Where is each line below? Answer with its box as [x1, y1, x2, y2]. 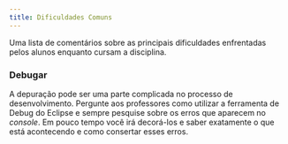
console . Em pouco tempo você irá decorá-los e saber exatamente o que [9, 117, 275, 127]
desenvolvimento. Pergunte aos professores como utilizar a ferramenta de [9, 98, 280, 109]
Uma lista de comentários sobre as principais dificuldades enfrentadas [9, 37, 267, 48]
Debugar [9, 68, 48, 80]
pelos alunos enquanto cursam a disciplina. [9, 46, 167, 57]
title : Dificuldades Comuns [9, 12, 113, 22]
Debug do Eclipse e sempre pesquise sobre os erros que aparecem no [9, 107, 267, 117]
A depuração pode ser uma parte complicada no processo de [9, 88, 233, 99]
